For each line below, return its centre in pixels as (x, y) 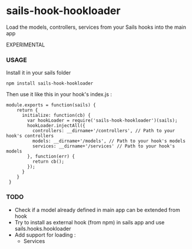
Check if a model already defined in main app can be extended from (97, 210)
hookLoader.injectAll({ (56, 126)
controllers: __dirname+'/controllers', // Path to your (104, 131)
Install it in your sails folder (39, 73)
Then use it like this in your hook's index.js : (59, 95)
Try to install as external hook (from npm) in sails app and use (90, 222)
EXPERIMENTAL (26, 45)
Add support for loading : (45, 235)
